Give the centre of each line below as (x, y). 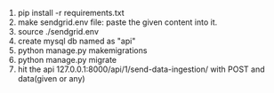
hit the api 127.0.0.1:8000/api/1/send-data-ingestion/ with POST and (141, 69)
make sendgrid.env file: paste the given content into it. (117, 22)
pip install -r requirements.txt (71, 13)
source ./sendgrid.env (58, 31)
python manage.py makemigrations (82, 50)
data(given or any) (52, 78)
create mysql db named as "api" (77, 41)
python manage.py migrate (67, 60)
